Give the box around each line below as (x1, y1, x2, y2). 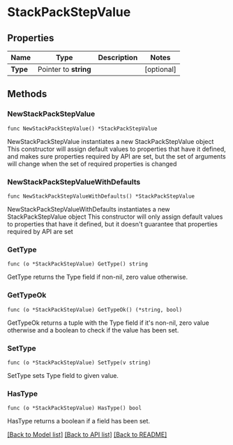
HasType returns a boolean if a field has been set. (7, 417, 151, 425)
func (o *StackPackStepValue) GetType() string (7, 261, 149, 268)
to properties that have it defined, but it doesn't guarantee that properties (7, 219, 218, 228)
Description (98, 53, 138, 62)
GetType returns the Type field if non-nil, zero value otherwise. (7, 273, 188, 282)
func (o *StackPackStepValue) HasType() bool (7, 404, 142, 412)
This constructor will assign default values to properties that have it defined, (7, 145, 227, 153)
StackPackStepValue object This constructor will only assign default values (7, 212, 223, 221)
